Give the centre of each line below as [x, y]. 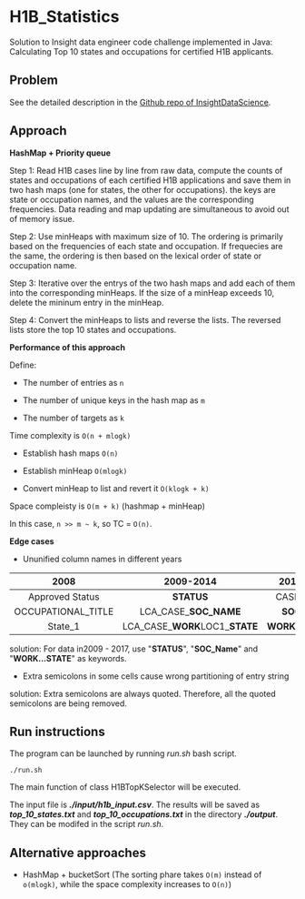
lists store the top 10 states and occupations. [93, 329]
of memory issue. [42, 218]
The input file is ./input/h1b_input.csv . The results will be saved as [135, 805]
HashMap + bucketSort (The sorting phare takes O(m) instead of [142, 874]
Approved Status [64, 596]
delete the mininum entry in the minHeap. [87, 302]
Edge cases [32, 541]
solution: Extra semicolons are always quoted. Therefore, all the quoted [143, 693]
